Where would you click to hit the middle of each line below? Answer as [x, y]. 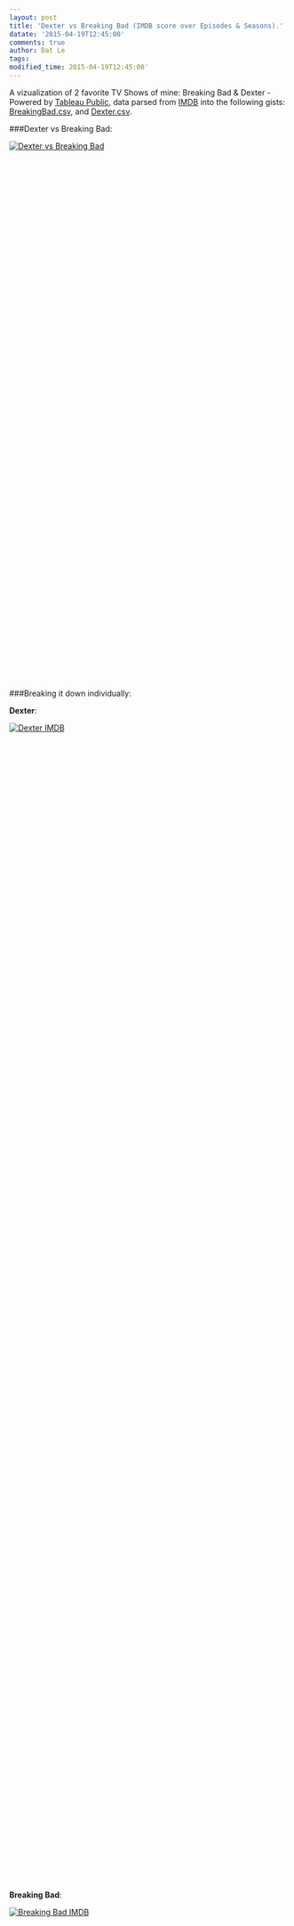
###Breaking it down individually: [70, 693]
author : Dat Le [37, 51]
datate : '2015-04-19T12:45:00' [67, 34]
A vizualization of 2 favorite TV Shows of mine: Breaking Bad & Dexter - [140, 92]
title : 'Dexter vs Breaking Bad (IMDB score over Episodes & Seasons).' [147, 26]
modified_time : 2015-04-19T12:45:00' [79, 68]
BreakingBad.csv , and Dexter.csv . [71, 111]
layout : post [33, 17]
